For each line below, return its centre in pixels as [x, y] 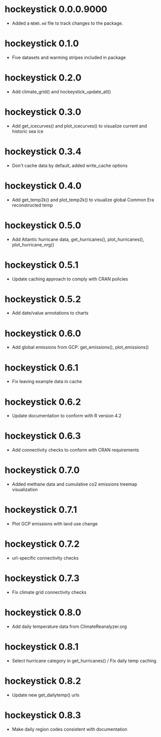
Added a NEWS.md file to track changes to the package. [67, 23]
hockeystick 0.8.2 [43, 681]
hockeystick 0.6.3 [43, 436]
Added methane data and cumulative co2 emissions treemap [74, 484]
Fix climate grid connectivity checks [49, 592]
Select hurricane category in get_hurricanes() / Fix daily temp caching [84, 661]
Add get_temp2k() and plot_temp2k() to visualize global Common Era [83, 200]
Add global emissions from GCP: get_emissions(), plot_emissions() [80, 347]
